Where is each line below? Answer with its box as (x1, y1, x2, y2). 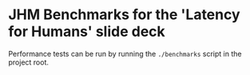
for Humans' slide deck (8, 22, 165, 41)
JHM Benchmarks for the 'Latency (8, 6, 241, 24)
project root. (8, 57, 50, 67)
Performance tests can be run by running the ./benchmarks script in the (8, 49, 242, 58)
